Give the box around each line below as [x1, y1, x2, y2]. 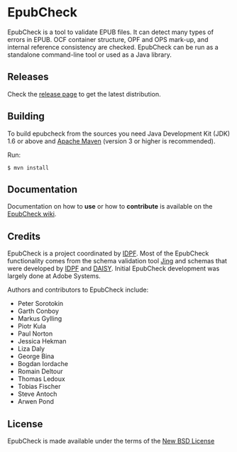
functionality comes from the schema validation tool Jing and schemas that [7, 257, 227, 265]
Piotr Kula [17, 322, 46, 331]
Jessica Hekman [17, 337, 67, 346]
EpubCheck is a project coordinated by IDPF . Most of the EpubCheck [7, 249, 209, 258]
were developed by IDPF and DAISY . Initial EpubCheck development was [7, 264, 220, 273]
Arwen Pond [17, 397, 55, 406]
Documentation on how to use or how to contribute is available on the [7, 202, 213, 211]
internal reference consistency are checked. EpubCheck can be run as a [7, 43, 219, 51]
